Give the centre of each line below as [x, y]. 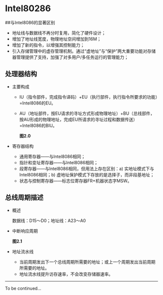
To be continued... [23, 288]
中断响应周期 [25, 231]
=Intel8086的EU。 [37, 103]
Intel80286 [28, 9]
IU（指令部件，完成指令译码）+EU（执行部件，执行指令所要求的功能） [88, 97]
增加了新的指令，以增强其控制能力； [48, 45]
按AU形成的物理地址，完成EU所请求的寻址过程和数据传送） [78, 119]
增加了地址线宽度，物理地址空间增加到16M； [57, 39]
